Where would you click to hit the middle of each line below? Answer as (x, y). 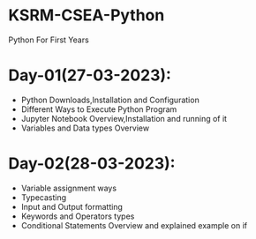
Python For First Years (49, 40)
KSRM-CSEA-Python (87, 15)
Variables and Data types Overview (85, 128)
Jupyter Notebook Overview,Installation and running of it (124, 118)
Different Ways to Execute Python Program (99, 109)
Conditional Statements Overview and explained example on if (134, 225)
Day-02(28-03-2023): (92, 164)
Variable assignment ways (68, 188)
